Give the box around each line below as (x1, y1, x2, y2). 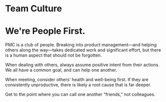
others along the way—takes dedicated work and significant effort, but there (5, 47, 161, 53)
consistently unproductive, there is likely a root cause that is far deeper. (5, 82, 152, 88)
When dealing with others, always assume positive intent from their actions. (5, 62, 160, 68)
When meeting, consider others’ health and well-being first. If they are (5, 77, 149, 83)
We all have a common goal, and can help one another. (5, 67, 117, 73)
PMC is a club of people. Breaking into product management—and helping (5, 42, 157, 48)
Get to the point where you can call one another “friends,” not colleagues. (5, 92, 156, 98)
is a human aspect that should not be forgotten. (5, 52, 102, 58)
